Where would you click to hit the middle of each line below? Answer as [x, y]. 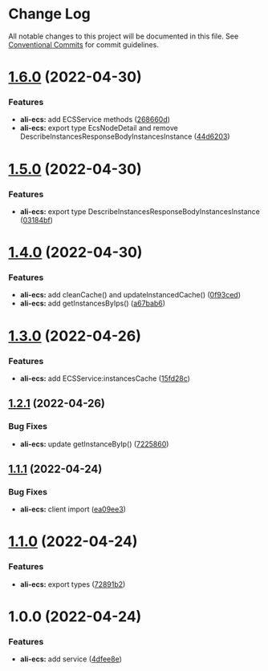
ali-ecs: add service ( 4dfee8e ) [71, 659]
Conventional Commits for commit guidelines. [83, 44]
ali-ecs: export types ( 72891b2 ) [73, 584]
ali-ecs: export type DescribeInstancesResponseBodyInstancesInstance [140, 211]
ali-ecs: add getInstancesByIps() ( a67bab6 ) [93, 303]
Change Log [49, 14]
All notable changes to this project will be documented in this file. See [124, 36]
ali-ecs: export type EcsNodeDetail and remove [99, 128]
